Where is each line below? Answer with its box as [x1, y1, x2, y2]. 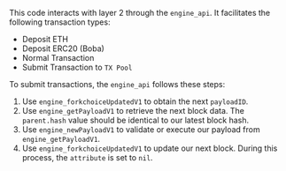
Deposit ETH [21, 34, 69, 44]
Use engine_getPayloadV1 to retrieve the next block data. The [21, 106, 245, 115]
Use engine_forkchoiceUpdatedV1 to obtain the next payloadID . [21, 96, 249, 107]
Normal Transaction [21, 53, 95, 63]
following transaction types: [9, 17, 111, 27]
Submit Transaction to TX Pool [21, 62, 133, 72]
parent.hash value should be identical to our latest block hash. [21, 115, 250, 125]
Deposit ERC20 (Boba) [21, 43, 104, 54]
